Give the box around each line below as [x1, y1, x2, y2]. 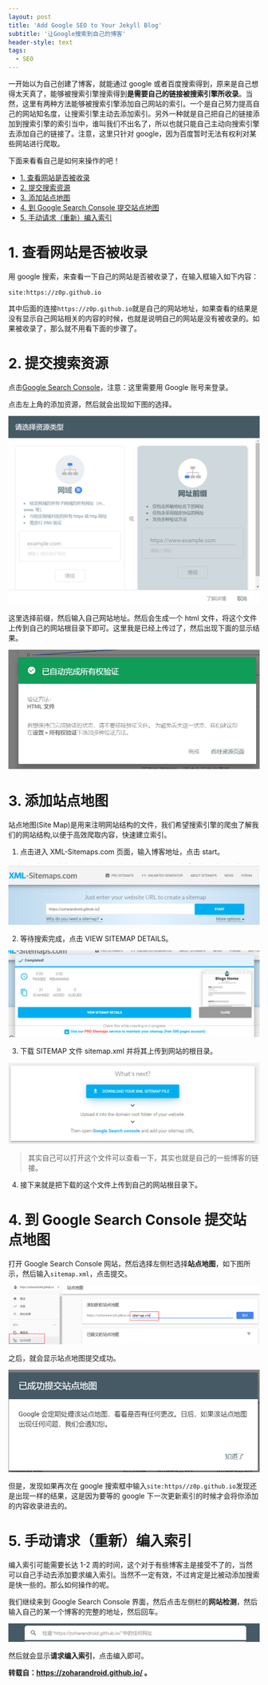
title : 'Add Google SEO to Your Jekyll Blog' [8, 21, 162, 30]
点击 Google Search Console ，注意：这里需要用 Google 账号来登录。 [8, 382, 233, 391]
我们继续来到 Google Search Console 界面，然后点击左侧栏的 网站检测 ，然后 [8, 1596, 258, 1606]
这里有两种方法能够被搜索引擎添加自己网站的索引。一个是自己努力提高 [22, 99, 253, 108]
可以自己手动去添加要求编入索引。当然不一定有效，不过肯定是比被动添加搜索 [8, 1570, 260, 1580]
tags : [8, 46, 26, 55]
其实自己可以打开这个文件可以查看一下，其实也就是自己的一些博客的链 [27, 1153, 259, 1162]
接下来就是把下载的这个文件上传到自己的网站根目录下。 [19, 1179, 202, 1190]
